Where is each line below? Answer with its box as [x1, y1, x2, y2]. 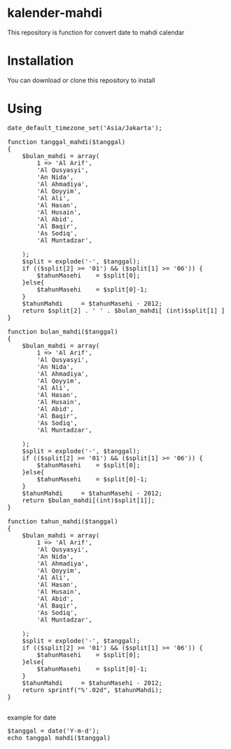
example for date [7, 713, 57, 722]
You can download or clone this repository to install [7, 76, 155, 84]
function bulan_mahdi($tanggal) [7, 327, 118, 335]
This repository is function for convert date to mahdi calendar [7, 28, 185, 37]
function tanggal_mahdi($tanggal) [7, 138, 126, 145]
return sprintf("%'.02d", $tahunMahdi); [22, 686, 163, 693]
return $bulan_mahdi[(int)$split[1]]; [22, 496, 155, 504]
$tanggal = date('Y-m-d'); [7, 727, 100, 735]
